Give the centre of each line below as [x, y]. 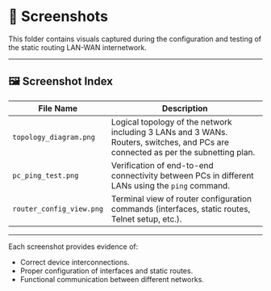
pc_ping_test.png [46, 175]
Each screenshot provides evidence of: [73, 247]
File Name [58, 108]
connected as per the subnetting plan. [183, 152]
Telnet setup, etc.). [147, 219]
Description [185, 108]
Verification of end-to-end [163, 165]
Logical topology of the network [172, 122]
